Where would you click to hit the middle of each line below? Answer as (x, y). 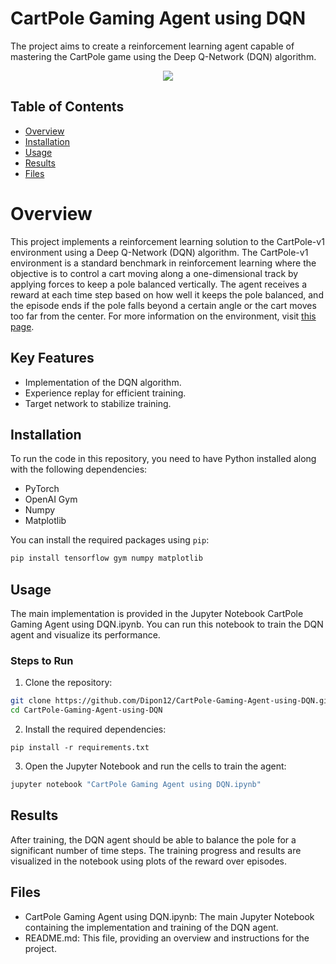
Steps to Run (42, 660)
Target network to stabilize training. (98, 403)
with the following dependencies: (79, 469)
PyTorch (42, 489)
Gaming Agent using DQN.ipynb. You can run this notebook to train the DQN (167, 624)
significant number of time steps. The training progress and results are (156, 850)
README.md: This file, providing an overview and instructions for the (167, 938)
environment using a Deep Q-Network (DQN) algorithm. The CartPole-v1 (159, 252)
